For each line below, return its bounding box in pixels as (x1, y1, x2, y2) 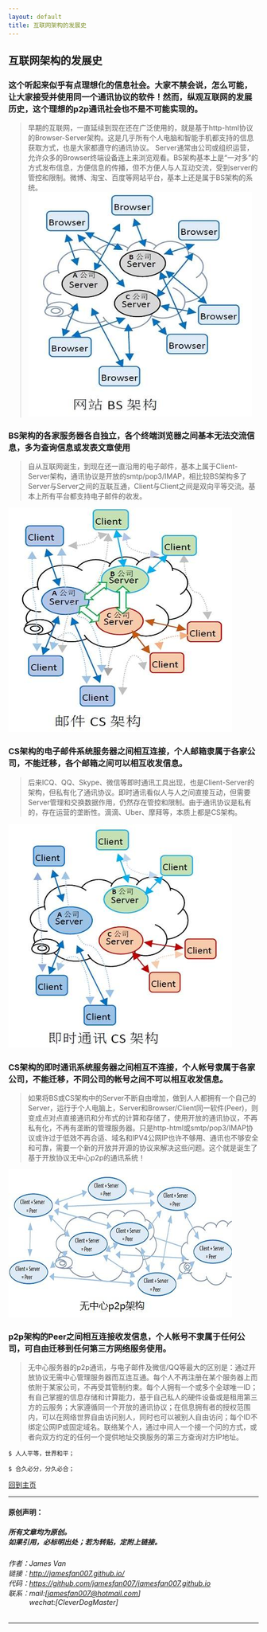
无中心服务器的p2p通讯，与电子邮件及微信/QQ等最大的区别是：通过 (27, 1363, 249, 1372)
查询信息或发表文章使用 (41, 442, 131, 453)
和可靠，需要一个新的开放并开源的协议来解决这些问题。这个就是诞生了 (27, 1143, 258, 1153)
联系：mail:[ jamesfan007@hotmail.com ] (8, 1588, 141, 1598)
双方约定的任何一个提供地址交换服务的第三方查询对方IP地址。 (41, 1432, 244, 1442)
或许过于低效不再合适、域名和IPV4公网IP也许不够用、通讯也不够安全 (34, 1133, 259, 1143)
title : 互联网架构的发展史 (8, 21, 87, 29)
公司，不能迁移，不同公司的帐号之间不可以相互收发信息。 (8, 1074, 228, 1085)
